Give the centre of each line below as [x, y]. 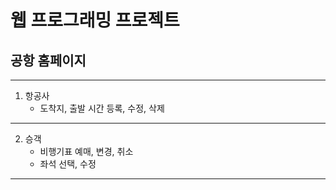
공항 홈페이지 [48, 60]
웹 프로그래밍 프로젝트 [95, 20]
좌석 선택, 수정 [68, 164]
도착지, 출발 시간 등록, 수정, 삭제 [102, 108]
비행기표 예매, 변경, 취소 [86, 151]
